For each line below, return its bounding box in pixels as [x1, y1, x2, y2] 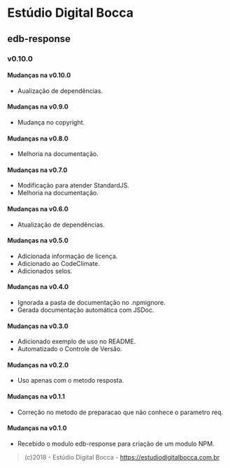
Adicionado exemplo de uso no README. [17, 337, 136, 346]
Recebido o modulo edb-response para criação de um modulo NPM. [17, 439, 215, 448]
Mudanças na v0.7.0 [7, 166, 68, 174]
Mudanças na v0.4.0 [7, 283, 69, 291]
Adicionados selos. [17, 267, 73, 275]
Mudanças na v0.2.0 [7, 360, 69, 369]
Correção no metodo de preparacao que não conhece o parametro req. [17, 408, 224, 416]
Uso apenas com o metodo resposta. [17, 376, 124, 385]
